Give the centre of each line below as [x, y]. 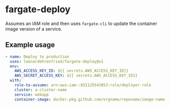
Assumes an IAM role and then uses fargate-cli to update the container [81, 23]
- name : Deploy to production [37, 57]
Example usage [30, 45]
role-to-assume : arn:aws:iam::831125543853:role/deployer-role [83, 85]
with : [16, 81]
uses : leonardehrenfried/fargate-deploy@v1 [56, 61]
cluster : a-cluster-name [41, 90]
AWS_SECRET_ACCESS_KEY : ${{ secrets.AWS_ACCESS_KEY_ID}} [76, 76]
